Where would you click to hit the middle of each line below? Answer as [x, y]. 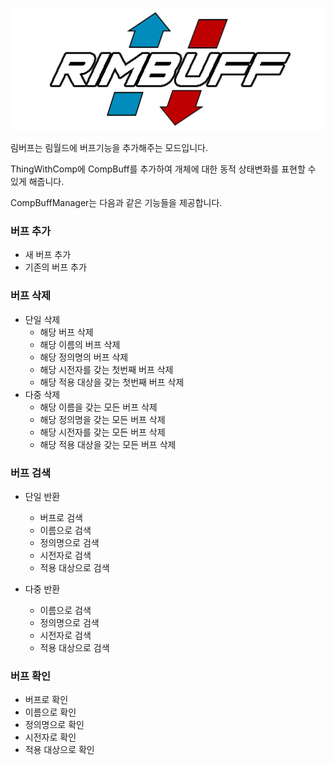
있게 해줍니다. [37, 182]
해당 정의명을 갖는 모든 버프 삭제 [102, 419]
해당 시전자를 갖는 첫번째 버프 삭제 [106, 369]
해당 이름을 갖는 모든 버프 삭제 [98, 407]
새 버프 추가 [48, 255]
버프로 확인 [46, 700]
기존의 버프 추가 [55, 267]
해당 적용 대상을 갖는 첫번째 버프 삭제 [112, 382]
